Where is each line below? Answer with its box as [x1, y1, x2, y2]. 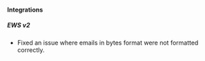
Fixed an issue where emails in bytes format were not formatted [17, 38, 199, 47]
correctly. [17, 45, 45, 54]
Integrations [7, 5, 43, 14]
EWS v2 [7, 21, 30, 29]
